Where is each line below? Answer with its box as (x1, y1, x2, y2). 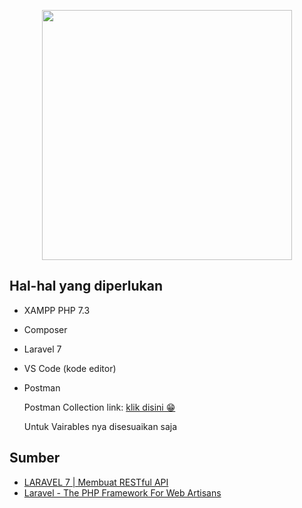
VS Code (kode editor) (23, 362, 117, 374)
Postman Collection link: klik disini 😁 (23, 401, 176, 413)
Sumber (9, 450, 61, 467)
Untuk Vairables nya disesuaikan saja (23, 420, 178, 432)
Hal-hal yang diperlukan (9, 278, 164, 295)
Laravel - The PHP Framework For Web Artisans (23, 486, 222, 499)
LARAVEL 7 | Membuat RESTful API (23, 476, 169, 488)
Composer (23, 323, 68, 335)
